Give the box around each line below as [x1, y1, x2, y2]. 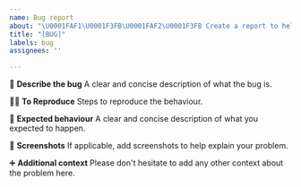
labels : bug [9, 38, 54, 47]
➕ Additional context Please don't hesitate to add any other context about [9, 157, 284, 168]
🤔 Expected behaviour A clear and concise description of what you [9, 114, 259, 124]
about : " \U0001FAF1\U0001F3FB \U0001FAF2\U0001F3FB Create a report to [9, 21, 279, 30]
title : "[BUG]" [9, 30, 66, 38]
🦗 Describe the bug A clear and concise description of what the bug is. [9, 79, 272, 89]
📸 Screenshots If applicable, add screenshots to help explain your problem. [9, 140, 288, 151]
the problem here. [9, 167, 75, 179]
